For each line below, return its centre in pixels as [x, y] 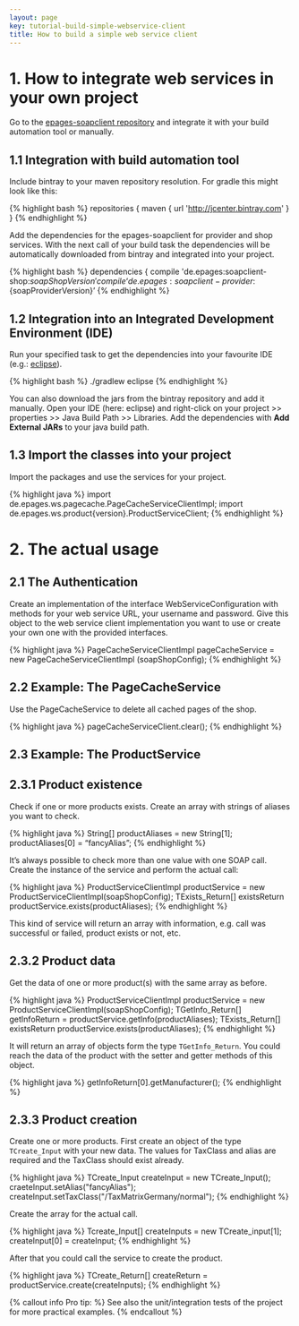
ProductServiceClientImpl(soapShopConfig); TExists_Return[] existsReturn [147, 896]
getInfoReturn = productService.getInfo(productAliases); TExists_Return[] [145, 1019]
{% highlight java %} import [60, 494]
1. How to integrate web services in [142, 78]
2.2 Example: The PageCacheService [115, 687]
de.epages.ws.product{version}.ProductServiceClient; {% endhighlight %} [146, 513]
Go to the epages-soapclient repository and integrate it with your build [139, 123]
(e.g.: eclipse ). [36, 364]
